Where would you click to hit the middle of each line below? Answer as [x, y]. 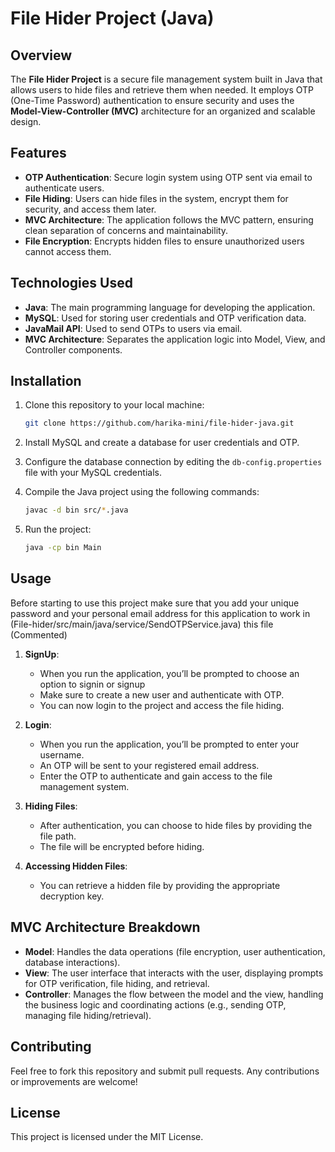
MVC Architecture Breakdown [105, 927]
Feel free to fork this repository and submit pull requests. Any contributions [165, 1071]
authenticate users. [64, 188]
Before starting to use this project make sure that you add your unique [155, 603]
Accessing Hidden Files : [76, 866]
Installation [46, 381]
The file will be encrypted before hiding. [122, 846]
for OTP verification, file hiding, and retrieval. [117, 983]
